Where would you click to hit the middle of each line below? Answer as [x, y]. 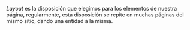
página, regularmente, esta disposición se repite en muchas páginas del [95, 15]
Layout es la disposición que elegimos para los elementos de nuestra [92, 9]
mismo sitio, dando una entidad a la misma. [60, 21]
